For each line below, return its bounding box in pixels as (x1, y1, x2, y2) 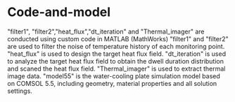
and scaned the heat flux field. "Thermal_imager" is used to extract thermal (7, 64, 226, 73)
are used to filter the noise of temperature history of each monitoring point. (7, 42, 225, 50)
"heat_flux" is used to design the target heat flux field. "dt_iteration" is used (7, 50, 227, 58)
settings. (7, 87, 33, 95)
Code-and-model (7, 4, 111, 20)
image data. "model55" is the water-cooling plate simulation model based (7, 71, 220, 80)
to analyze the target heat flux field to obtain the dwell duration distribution (7, 57, 224, 65)
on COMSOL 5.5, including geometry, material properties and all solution (7, 79, 217, 87)
